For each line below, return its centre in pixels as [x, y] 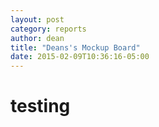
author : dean [37, 38]
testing [40, 106]
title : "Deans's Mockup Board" [75, 47]
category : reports [48, 29]
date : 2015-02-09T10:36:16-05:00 [80, 57]
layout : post [37, 19]
